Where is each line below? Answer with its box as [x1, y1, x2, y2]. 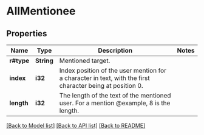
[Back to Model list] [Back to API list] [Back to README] [6, 122, 146, 129]
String [35, 56, 53, 65]
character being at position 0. [59, 82, 144, 90]
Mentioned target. [59, 56, 110, 65]
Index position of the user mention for [59, 67, 167, 74]
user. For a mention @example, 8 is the [59, 99, 171, 107]
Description [98, 47, 132, 54]
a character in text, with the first [59, 74, 150, 82]
